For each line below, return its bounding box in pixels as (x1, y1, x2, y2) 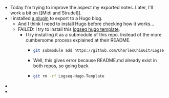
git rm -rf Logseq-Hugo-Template (33, 73, 105, 79)
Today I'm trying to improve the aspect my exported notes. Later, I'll (10, 5, 153, 10)
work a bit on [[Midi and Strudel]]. (10, 10, 82, 16)
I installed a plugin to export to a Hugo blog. (10, 15, 103, 21)
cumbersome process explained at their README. (25, 37, 131, 43)
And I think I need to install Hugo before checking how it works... (17, 21, 155, 27)
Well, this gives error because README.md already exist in (33, 57, 157, 63)
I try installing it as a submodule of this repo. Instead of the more (25, 32, 162, 37)
